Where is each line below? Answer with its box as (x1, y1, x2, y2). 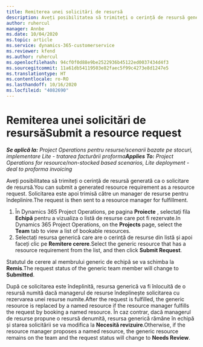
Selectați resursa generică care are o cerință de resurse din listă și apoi (14, 234, 193, 241)
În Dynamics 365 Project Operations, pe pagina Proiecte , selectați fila (14, 208, 190, 215)
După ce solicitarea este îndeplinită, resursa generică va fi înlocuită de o (6, 282, 186, 290)
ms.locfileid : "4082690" (6, 88, 69, 94)
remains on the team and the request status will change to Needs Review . (6, 334, 190, 341)
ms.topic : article (6, 37, 53, 43)
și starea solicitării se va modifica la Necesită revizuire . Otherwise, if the (6, 321, 185, 328)
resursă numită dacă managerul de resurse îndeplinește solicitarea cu (6, 289, 180, 296)
